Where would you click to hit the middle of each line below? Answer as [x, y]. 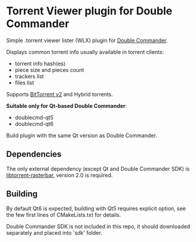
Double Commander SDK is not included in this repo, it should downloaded [98, 226]
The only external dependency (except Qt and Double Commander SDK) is [98, 168]
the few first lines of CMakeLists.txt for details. [64, 214]
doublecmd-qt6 [34, 123]
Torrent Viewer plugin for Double [89, 11]
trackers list [29, 76]
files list [24, 83]
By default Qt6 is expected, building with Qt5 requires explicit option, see [96, 208]
